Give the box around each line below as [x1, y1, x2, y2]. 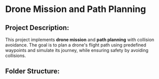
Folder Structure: [5, 67, 60, 75]
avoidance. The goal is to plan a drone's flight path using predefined [5, 42, 146, 48]
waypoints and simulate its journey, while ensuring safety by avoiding [5, 47, 149, 53]
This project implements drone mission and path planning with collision [5, 36, 154, 42]
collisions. [5, 52, 26, 58]
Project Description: [5, 23, 69, 32]
